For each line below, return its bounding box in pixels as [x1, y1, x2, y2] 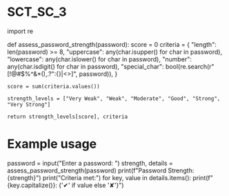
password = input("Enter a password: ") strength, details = [7, 159, 174, 167]
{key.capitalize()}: [7, 181, 57, 189]
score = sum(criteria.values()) [7, 83, 100, 90]
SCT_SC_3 [7, 4, 67, 20]
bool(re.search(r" [165, 62, 215, 70]
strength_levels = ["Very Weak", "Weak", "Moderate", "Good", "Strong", [7, 95, 221, 102]
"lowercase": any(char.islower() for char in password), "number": [7, 55, 192, 63]
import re [7, 27, 33, 35]
